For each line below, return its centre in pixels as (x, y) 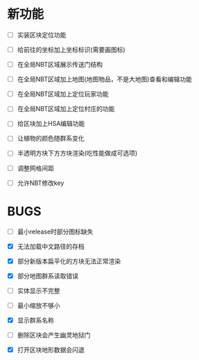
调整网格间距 (35, 168)
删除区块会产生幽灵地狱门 (54, 335)
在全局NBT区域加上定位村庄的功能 (66, 109)
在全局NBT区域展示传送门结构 (60, 65)
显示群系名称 (35, 320)
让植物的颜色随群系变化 (51, 138)
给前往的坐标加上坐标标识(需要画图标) (71, 50)
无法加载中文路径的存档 (51, 246)
